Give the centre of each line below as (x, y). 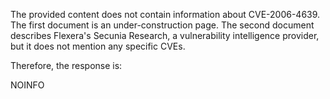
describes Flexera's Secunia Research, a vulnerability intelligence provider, (165, 35)
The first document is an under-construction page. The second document (162, 25)
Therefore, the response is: (66, 65)
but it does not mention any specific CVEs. (98, 46)
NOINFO (27, 85)
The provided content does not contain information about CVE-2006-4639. (165, 14)
